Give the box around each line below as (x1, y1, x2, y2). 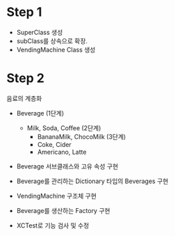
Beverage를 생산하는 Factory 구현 (16, 206, 110, 214)
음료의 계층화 (6, 94, 42, 102)
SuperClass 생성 (16, 28, 63, 36)
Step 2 (6, 70, 44, 86)
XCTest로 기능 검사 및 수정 (16, 221, 90, 230)
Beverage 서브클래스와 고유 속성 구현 (16, 162, 119, 171)
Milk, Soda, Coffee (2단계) (26, 123, 101, 132)
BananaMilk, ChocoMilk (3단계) (37, 132, 126, 141)
